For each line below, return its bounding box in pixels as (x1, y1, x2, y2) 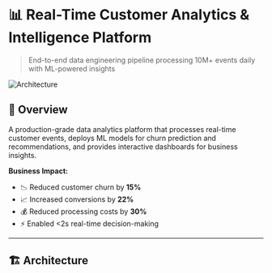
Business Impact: (8, 166, 69, 176)
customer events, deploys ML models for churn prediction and (8, 133, 217, 143)
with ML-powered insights (28, 63, 116, 73)
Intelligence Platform (8, 28, 152, 47)
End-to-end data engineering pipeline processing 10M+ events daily (28, 55, 256, 65)
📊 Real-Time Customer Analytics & (8, 6, 250, 24)
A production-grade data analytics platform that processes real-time (8, 124, 236, 134)
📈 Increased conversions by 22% (19, 194, 134, 204)
